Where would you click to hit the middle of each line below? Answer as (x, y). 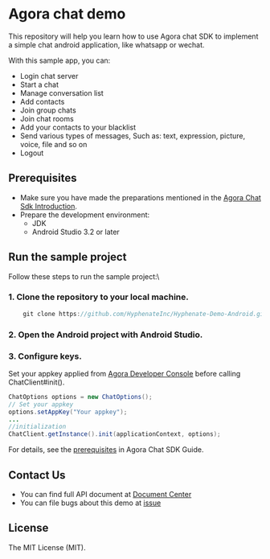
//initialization (37, 427)
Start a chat (39, 84)
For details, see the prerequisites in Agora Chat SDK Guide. (106, 450)
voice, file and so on (53, 144)
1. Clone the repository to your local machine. (98, 297)
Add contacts (42, 101)
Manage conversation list (62, 92)
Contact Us (37, 475)
